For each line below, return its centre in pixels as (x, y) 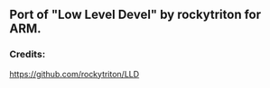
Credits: (28, 55)
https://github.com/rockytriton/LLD (74, 74)
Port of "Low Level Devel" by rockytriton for (135, 15)
